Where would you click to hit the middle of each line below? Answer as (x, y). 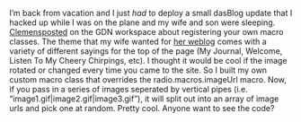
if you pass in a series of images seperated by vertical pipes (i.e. (129, 89)
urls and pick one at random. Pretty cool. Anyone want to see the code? (142, 108)
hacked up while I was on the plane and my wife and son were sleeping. (142, 22)
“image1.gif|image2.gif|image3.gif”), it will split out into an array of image (144, 99)
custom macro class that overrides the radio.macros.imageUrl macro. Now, (148, 79)
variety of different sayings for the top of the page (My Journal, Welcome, (146, 51)
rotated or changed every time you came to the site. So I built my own (138, 70)
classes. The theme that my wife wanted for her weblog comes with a (138, 41)
